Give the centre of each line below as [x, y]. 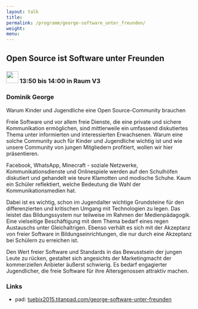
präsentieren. [23, 154]
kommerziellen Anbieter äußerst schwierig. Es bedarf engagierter [87, 264]
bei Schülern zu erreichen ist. [42, 240]
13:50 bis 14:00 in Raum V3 [60, 81]
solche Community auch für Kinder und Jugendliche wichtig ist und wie [94, 140]
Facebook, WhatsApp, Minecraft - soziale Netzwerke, [72, 165]
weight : [16, 28]
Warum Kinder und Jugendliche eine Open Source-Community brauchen [96, 110]
